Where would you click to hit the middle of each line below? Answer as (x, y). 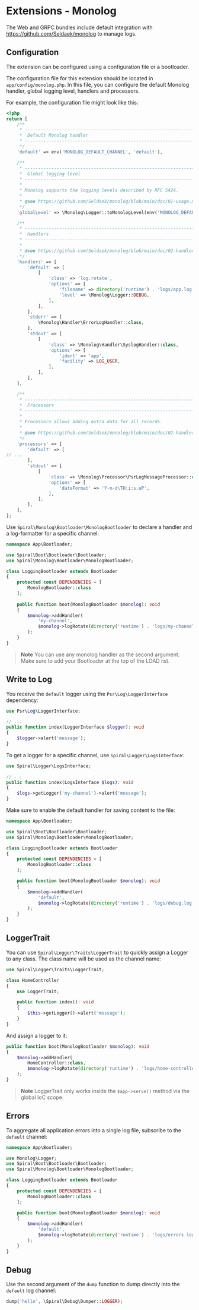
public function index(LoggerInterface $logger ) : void (75, 727)
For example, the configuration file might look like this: (72, 102)
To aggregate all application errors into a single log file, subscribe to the (94, 1130)
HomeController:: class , (57, 1063)
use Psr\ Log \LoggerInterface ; (44, 711)
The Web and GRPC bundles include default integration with (79, 27)
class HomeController (33, 980)
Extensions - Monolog (61, 11)
